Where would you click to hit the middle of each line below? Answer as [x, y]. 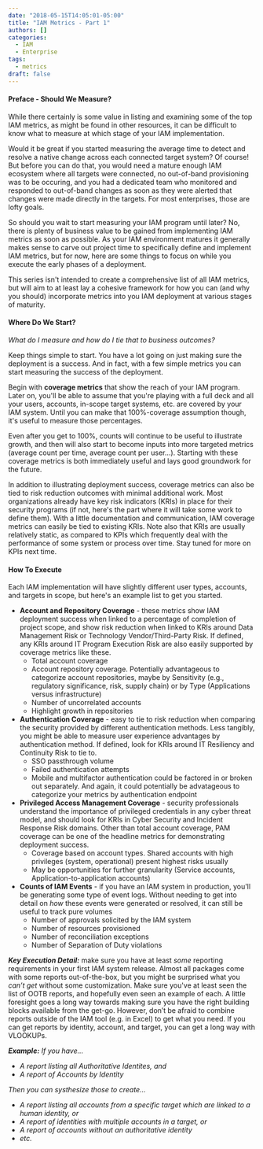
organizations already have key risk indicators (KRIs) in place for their [121, 501]
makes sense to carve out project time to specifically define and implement [130, 247]
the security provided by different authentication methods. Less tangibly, [137, 728]
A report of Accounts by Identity [71, 1074]
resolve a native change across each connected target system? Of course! [129, 157]
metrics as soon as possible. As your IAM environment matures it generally [129, 239]
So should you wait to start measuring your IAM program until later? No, [124, 222]
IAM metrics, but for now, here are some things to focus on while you [120, 256]
